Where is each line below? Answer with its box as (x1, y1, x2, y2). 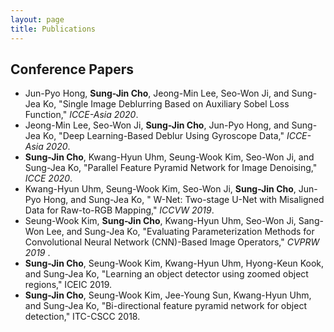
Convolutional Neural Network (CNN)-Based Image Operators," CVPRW (24, 236, 320, 248)
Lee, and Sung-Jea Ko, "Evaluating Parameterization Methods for (46, 226, 315, 238)
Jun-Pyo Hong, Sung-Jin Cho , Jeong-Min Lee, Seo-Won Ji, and (24, 87, 290, 100)
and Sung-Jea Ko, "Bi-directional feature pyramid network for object (24, 300, 307, 312)
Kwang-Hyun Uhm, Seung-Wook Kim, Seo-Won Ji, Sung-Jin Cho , (24, 183, 297, 195)
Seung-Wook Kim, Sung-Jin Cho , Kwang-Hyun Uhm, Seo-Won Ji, (24, 215, 297, 227)
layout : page (10, 14, 65, 25)
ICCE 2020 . (24, 172, 73, 185)
